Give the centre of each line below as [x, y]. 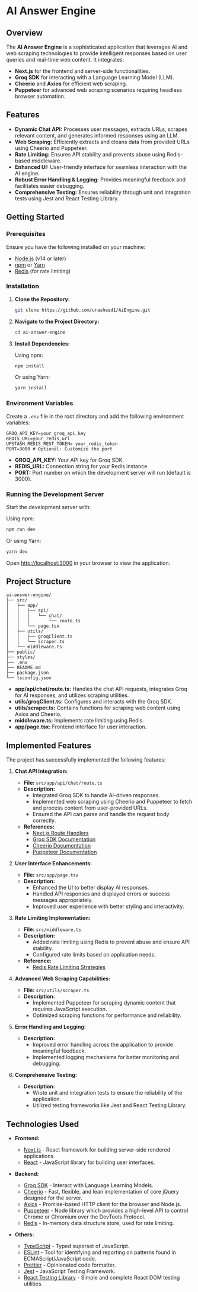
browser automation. [40, 96]
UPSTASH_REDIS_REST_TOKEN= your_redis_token [62, 444]
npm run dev [21, 529]
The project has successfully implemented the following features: [86, 760]
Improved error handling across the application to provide [103, 1045]
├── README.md [24, 668]
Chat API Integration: [41, 771]
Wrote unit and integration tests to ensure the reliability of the [107, 1093]
